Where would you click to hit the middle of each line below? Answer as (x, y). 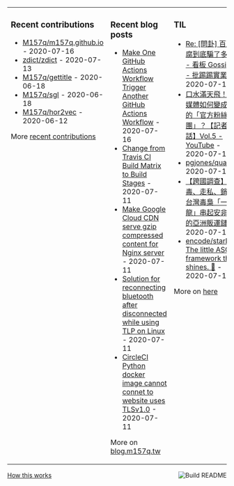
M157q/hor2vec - (53, 112)
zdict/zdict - (43, 60)
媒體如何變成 (206, 104)
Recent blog (134, 25)
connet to (138, 391)
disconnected (145, 313)
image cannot (145, 383)
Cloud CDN (141, 217)
